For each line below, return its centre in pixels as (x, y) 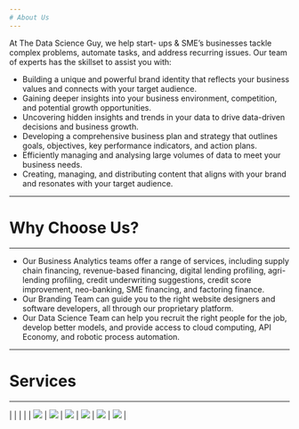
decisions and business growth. (81, 127)
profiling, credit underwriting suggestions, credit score (152, 280)
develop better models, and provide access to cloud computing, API (146, 327)
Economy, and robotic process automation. (101, 336)
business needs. (52, 164)
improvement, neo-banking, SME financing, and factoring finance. (143, 289)
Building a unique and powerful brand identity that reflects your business (156, 79)
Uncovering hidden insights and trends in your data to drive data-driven (154, 117)
